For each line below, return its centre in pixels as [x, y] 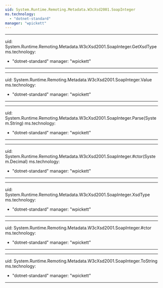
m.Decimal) [16, 162]
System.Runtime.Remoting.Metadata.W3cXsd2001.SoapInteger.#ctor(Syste [81, 157]
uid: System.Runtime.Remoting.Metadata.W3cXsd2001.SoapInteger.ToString [81, 261]
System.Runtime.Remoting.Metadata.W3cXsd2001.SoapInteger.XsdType [78, 195]
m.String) [14, 123]
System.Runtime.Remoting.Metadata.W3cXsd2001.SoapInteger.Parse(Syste [81, 118]
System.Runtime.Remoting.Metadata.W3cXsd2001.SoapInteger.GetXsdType [81, 47]
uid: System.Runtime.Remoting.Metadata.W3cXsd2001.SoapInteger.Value [79, 80]
